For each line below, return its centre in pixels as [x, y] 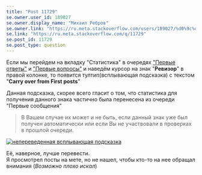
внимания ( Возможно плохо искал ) [52, 166]
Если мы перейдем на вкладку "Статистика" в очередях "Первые [91, 62]
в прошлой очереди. [47, 130]
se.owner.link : [25, 28]
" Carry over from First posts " [43, 81]
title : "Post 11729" [32, 12]
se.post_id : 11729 [29, 40]
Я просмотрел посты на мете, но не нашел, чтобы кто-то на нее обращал [101, 159]
